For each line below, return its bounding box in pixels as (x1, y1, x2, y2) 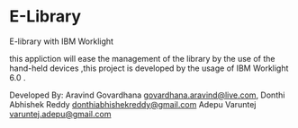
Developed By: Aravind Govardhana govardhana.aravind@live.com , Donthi (9, 90, 285, 100)
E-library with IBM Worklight (9, 36, 114, 47)
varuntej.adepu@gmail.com (9, 108, 112, 119)
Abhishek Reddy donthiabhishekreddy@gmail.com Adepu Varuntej (9, 98, 257, 109)
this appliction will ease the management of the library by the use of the (9, 53, 275, 64)
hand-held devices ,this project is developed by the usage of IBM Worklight (9, 63, 289, 73)
